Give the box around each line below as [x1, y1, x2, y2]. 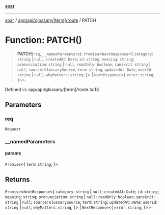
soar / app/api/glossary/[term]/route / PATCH [5, 17, 97, 23]
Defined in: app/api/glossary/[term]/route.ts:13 [5, 86, 99, 92]
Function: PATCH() [5, 34, 82, 46]
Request [5, 126, 21, 131]
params [5, 150, 21, 156]
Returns [5, 176, 30, 184]
